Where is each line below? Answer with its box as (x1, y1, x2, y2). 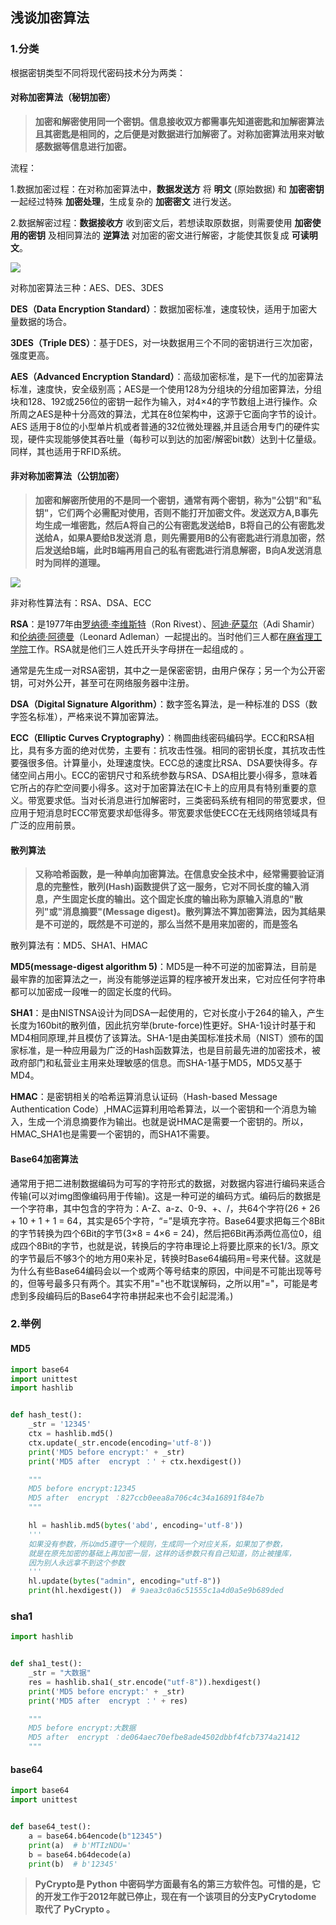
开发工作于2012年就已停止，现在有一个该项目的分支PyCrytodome (43, 1891, 317, 1903)
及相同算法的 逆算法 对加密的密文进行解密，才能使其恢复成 (47, 229, 290, 241)
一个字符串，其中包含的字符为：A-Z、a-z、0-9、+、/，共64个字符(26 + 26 (10, 1202, 321, 1214)
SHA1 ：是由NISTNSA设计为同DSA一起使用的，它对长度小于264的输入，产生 (10, 1007, 325, 1019)
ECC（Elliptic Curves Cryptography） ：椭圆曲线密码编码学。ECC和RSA (10, 732, 306, 744)
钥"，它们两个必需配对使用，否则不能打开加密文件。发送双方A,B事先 (34, 507, 318, 519)
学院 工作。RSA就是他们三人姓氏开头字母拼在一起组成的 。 (10, 643, 250, 655)
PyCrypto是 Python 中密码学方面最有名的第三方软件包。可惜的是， (34, 1878, 312, 1890)
